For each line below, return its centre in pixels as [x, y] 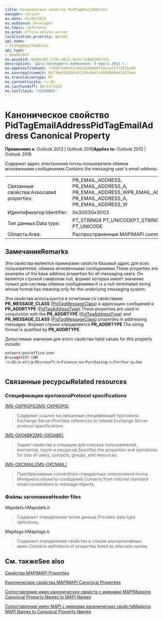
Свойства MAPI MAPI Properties [37, 573]
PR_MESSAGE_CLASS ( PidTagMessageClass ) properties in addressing [76, 319]
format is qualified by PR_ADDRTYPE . [43, 330]
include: [13, 344]
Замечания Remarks [37, 252]
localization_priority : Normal [37, 37]
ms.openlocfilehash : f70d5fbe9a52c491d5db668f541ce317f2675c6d [70, 69]
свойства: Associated [32, 193]
